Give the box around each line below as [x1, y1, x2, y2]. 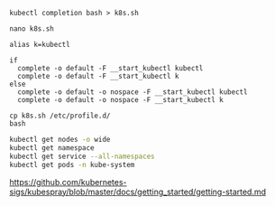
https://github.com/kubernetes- [9, 176, 127, 187]
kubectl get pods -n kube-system [9, 160, 135, 169]
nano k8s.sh [9, 24, 54, 33]
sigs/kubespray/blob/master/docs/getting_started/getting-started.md [9, 186, 267, 197]
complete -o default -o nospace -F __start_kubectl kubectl [17, 88, 248, 97]
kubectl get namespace [9, 143, 95, 153]
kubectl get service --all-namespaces [9, 152, 155, 161]
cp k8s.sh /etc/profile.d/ [9, 111, 111, 120]
